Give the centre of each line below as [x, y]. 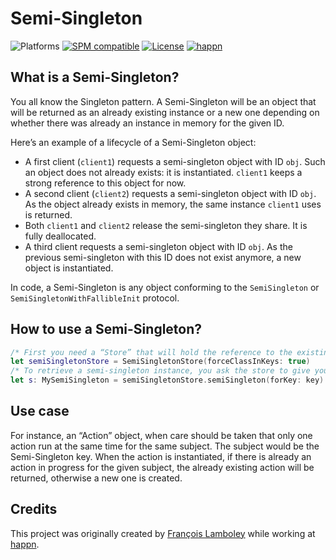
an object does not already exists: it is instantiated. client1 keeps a [163, 172]
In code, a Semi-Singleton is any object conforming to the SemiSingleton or [165, 287]
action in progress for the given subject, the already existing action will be [162, 467]
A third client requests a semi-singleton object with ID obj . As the [158, 246]
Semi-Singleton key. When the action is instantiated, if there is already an [161, 456]
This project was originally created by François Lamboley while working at [163, 533]
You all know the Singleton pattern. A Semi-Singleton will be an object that [163, 101]
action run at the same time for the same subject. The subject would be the [165, 446]
